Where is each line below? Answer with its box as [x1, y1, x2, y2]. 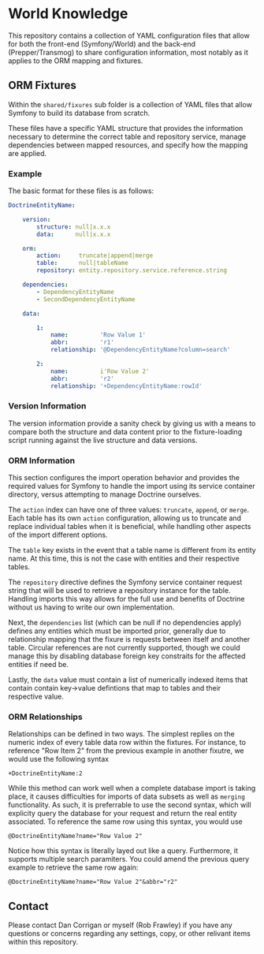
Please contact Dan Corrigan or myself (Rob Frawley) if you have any [8, 920, 232, 930]
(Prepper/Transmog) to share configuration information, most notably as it [8, 47, 248, 57]
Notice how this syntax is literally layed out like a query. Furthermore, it [8, 846, 239, 855]
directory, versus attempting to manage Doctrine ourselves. [8, 490, 202, 499]
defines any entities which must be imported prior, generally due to [8, 626, 226, 635]
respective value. [8, 691, 65, 702]
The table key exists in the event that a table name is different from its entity [8, 546, 256, 555]
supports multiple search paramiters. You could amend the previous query [8, 855, 250, 864]
